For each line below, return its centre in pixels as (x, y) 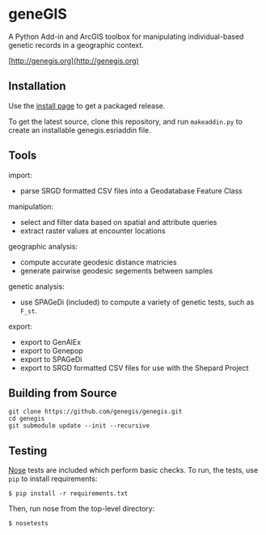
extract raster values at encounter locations (93, 231)
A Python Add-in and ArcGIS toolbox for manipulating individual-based (126, 36)
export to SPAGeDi (51, 359)
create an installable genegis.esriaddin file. (80, 130)
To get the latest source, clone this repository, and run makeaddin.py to (125, 121)
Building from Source (63, 393)
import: (20, 175)
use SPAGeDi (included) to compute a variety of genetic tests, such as (137, 302)
